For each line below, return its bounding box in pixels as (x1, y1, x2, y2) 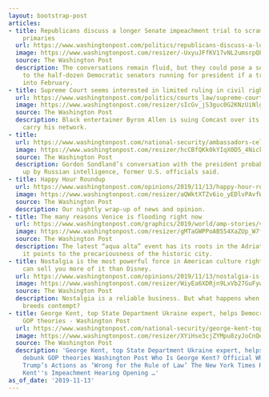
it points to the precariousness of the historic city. (22, 250, 214, 258)
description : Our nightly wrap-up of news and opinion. (15, 205, 206, 213)
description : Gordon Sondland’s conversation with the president (15, 161, 239, 169)
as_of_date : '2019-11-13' (8, 376, 94, 384)
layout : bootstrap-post (8, 11, 88, 20)
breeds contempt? (22, 302, 81, 310)
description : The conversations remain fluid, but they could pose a (15, 64, 252, 72)
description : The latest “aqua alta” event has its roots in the (15, 243, 239, 251)
